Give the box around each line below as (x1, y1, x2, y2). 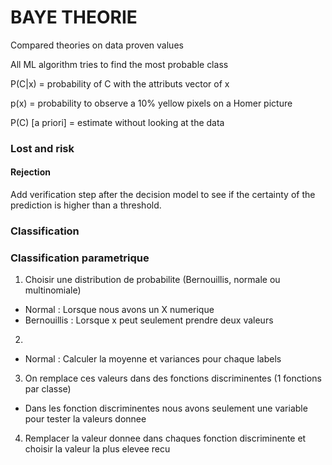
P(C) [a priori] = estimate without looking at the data (10, 116, 225, 128)
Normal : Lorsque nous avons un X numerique (24, 304, 215, 316)
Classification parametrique (10, 251, 150, 265)
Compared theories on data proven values (10, 39, 184, 51)
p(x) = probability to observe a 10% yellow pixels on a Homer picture (10, 97, 293, 109)
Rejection (10, 166, 51, 178)
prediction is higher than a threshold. (10, 199, 162, 211)
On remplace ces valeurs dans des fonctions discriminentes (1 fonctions (24, 372, 322, 385)
